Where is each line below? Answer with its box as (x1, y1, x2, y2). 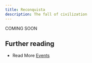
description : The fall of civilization (5, 12, 88, 17)
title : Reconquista (5, 7, 46, 12)
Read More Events (12, 53, 50, 59)
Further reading (5, 39, 54, 48)
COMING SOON (5, 25, 38, 31)
